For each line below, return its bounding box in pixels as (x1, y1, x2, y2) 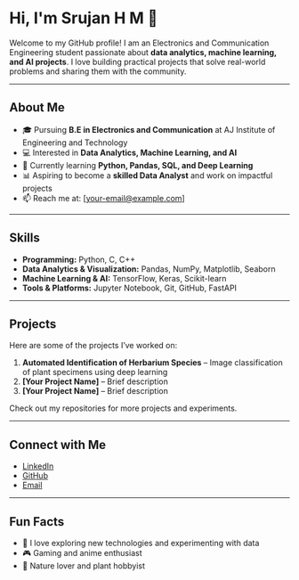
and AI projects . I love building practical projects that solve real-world (9, 56, 266, 67)
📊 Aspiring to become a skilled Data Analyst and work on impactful (21, 169, 273, 181)
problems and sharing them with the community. (9, 66, 187, 77)
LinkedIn (21, 461, 54, 471)
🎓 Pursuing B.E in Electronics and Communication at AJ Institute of (21, 124, 276, 135)
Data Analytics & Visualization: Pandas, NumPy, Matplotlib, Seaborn (21, 263, 276, 274)
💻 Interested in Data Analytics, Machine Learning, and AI (21, 147, 238, 158)
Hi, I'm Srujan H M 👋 (9, 8, 158, 29)
